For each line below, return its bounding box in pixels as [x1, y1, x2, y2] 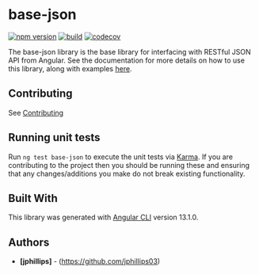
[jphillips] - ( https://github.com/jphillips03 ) [19, 257, 161, 266]
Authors [8, 235, 50, 249]
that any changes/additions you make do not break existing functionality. [8, 169, 246, 178]
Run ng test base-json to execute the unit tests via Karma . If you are [8, 152, 234, 162]
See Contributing [8, 108, 64, 117]
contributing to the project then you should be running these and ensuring [8, 160, 249, 169]
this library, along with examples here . [8, 63, 132, 73]
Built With [8, 192, 58, 205]
